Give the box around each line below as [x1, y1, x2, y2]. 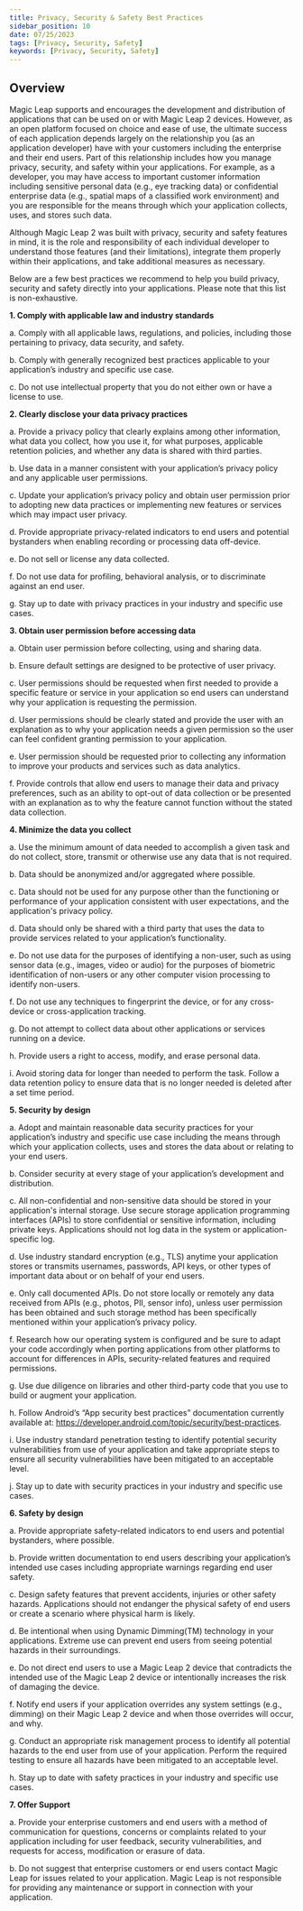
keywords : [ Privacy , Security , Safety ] [9, 47, 160, 56]
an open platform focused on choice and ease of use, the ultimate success [9, 123, 288, 134]
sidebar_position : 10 [9, 22, 91, 31]
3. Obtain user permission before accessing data [9, 624, 197, 636]
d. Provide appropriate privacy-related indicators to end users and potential [9, 526, 289, 537]
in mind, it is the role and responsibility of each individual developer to [9, 236, 270, 247]
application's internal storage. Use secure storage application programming [9, 1205, 290, 1215]
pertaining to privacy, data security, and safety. [9, 337, 185, 347]
